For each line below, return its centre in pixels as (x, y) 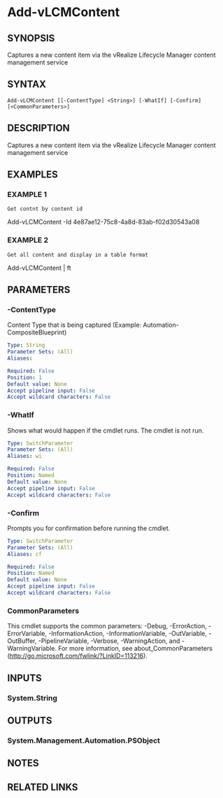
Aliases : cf (24, 554)
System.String (33, 698)
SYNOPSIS (31, 38)
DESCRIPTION (38, 128)
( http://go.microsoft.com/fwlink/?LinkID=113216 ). (78, 656)
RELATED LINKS (43, 787)
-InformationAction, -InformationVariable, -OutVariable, (128, 634)
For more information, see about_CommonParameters (136, 649)
